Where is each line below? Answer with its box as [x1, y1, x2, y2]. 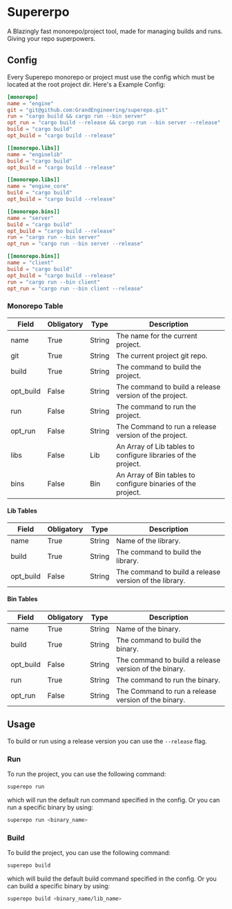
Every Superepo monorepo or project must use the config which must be [7, 73, 215, 81]
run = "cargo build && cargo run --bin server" [7, 113, 147, 120]
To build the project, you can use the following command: [7, 849, 171, 857]
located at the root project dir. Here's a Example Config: [7, 80, 166, 89]
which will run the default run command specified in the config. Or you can [7, 796, 220, 805]
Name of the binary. [116, 624, 181, 634]
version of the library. [116, 576, 186, 585]
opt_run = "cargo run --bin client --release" [7, 285, 144, 292]
